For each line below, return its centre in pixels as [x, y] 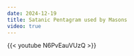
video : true [24, 26]
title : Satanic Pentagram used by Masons [67, 20]
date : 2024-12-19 [32, 13]
